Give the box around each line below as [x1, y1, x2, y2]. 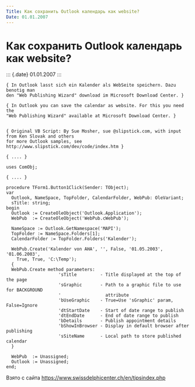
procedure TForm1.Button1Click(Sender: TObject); [6, 185, 130, 191]
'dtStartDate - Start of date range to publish [58, 308, 184, 314]
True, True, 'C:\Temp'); [16, 256, 77, 262]
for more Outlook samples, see [6, 139, 82, 145]
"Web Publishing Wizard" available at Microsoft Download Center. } [6, 113, 176, 119]
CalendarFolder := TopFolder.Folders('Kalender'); [11, 236, 137, 242]
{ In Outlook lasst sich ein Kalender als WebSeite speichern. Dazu [6, 83, 176, 88]
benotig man [6, 87, 35, 94]
